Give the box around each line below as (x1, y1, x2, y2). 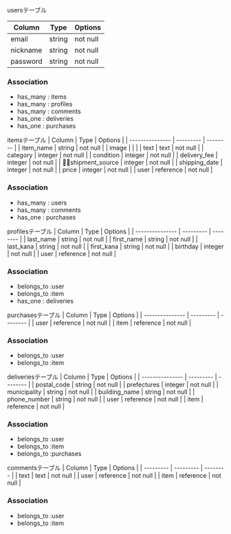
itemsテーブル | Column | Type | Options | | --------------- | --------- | (7, 136, 206, 144)
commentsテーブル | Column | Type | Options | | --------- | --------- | (7, 464, 203, 472)
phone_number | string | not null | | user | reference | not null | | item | (7, 395, 204, 404)
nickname (10, 45, 43, 55)
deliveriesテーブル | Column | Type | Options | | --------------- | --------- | (7, 373, 218, 381)
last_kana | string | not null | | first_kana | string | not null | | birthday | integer (7, 242, 224, 251)
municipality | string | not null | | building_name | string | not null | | (7, 388, 195, 396)
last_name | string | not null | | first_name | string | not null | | (27, 235, 198, 243)
